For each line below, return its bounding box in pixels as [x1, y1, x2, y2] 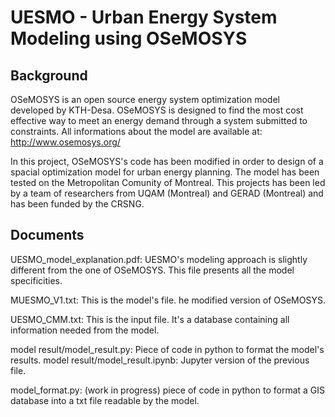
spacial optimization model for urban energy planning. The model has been [10, 166, 320, 178]
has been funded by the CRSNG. [10, 198, 145, 210]
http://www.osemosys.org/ [10, 136, 121, 148]
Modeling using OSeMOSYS [10, 27, 248, 50]
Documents [10, 227, 85, 244]
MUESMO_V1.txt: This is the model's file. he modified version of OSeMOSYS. [10, 294, 326, 306]
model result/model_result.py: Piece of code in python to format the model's [10, 343, 325, 355]
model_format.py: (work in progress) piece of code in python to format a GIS [10, 384, 326, 396]
